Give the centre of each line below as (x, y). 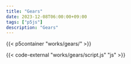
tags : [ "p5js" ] (24, 22)
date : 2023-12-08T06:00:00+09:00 (47, 17)
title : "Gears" (24, 11)
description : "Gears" (32, 27)
